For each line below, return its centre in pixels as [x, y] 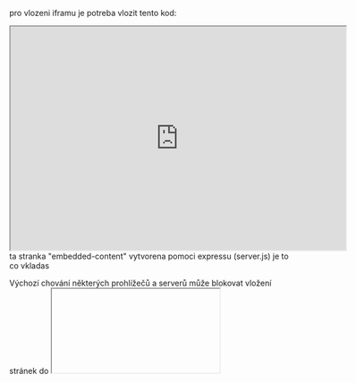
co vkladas [30, 266]
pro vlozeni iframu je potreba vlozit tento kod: [93, 13]
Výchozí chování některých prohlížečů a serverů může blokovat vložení [140, 283]
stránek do [29, 371]
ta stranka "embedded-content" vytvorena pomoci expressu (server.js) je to [149, 256]
